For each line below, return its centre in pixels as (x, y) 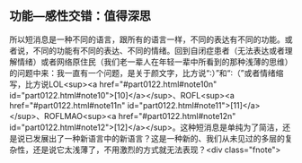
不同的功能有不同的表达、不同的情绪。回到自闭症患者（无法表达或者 (159, 50)
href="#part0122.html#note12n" (177, 116)
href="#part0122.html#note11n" (67, 105)
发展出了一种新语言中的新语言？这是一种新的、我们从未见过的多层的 (159, 138)
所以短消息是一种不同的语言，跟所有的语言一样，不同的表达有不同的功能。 (147, 39)
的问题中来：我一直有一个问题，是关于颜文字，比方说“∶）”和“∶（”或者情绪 (142, 73)
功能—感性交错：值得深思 (80, 16)
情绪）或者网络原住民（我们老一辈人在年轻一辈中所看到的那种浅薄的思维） (155, 62)
